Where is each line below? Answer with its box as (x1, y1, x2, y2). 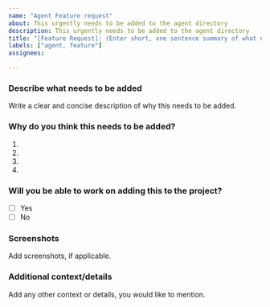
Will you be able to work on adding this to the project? (8, 185, 223, 196)
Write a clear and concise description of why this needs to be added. (8, 101, 237, 111)
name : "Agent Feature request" (8, 11, 113, 20)
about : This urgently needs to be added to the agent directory (8, 19, 228, 27)
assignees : (8, 49, 45, 57)
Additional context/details (8, 271, 112, 282)
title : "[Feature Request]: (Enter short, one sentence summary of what (8, 34, 257, 43)
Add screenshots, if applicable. (8, 251, 112, 261)
